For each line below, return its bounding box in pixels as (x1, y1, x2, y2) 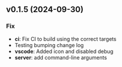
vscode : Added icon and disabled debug (14, 48, 114, 55)
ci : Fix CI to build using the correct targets (14, 35, 117, 43)
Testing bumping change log (14, 41, 84, 48)
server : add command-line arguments (14, 54, 107, 61)
